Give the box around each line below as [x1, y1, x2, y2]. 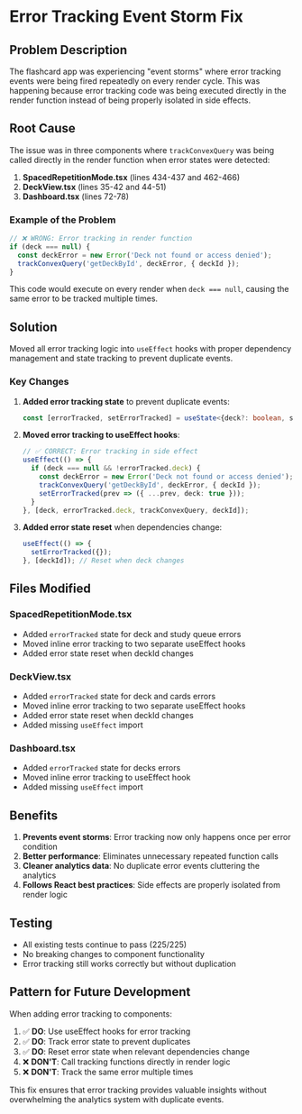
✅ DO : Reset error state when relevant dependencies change [22, 1046, 251, 1056]
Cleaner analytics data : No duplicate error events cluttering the [22, 861, 260, 872]
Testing [9, 915, 53, 930]
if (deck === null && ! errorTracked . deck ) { [31, 464, 201, 473]
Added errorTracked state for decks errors [22, 762, 181, 773]
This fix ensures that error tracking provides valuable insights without [9, 1084, 268, 1095]
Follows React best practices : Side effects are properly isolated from [22, 880, 281, 890]
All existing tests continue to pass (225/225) [22, 939, 188, 950]
